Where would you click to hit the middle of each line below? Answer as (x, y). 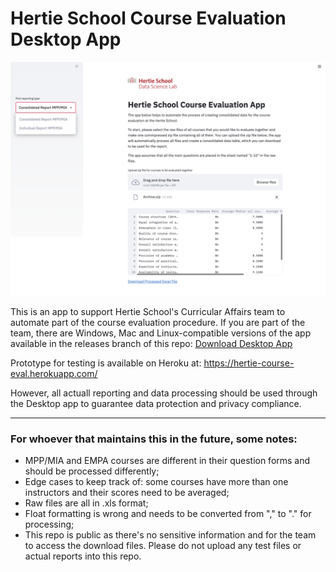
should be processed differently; (92, 471)
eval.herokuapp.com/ (54, 373)
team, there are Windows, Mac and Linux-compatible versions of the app (161, 333)
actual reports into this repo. (83, 556)
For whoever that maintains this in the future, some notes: (154, 439)
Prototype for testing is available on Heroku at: (106, 363)
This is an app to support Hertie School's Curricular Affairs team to (148, 311)
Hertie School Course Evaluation (148, 18)
